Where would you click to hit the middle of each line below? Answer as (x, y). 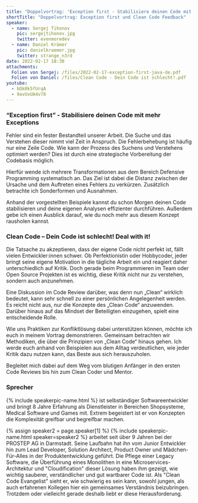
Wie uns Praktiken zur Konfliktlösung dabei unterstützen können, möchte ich (99, 329)
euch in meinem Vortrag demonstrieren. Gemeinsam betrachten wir (88, 335)
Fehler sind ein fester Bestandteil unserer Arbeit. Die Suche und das (89, 135)
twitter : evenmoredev (43, 39)
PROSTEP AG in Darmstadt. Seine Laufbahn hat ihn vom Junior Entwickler (96, 443)
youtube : (17, 84)
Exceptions (23, 122)
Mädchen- (176, 449)
